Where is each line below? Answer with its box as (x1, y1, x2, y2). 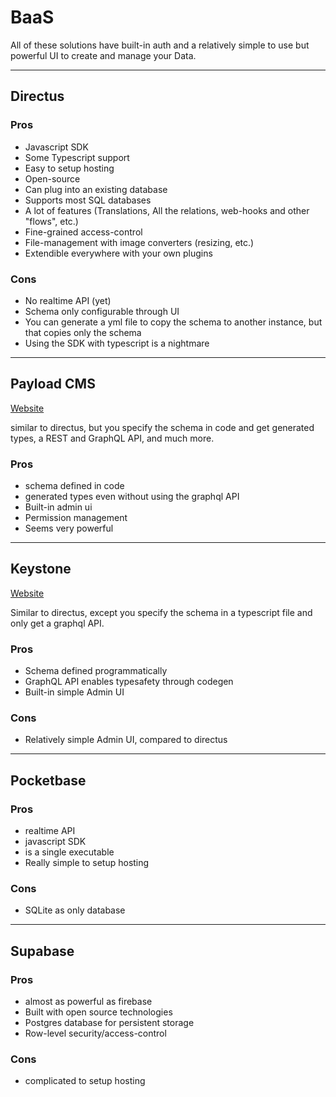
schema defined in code (24, 480, 125, 492)
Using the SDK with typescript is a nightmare (24, 337, 210, 349)
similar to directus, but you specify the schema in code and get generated (10, 421, 315, 433)
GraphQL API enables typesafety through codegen (24, 676, 234, 688)
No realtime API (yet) (24, 294, 112, 306)
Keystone (10, 561, 72, 578)
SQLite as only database (24, 904, 126, 916)
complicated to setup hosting (24, 1075, 146, 1087)
